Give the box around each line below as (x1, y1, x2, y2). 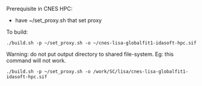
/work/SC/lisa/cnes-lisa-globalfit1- (93, 69, 189, 75)
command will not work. (6, 57, 67, 64)
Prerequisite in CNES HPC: (6, 5, 73, 12)
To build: (6, 28, 29, 35)
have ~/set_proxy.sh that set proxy (15, 17, 102, 23)
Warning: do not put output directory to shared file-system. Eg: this (6, 51, 174, 58)
